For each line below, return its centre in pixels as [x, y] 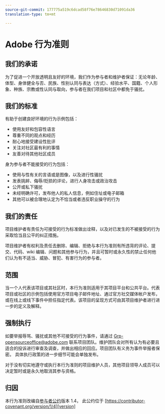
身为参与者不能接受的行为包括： [37, 164]
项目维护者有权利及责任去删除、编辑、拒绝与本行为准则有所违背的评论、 [78, 246]
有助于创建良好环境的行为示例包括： [42, 119]
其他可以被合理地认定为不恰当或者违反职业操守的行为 [66, 199]
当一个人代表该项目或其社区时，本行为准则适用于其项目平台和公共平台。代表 [82, 288]
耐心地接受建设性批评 [34, 142]
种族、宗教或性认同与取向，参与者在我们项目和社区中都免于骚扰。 [80, 89]
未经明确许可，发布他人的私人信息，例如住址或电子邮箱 [68, 193]
